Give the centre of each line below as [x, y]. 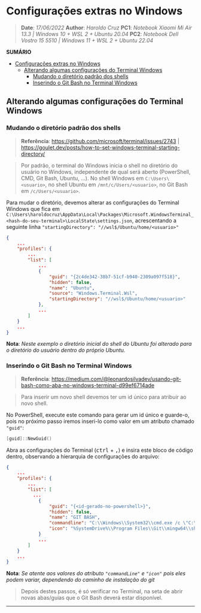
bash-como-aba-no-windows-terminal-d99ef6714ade [87, 385]
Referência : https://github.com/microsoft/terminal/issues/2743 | [100, 141]
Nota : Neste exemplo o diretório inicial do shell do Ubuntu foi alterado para [99, 344]
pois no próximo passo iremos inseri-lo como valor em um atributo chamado [100, 421]
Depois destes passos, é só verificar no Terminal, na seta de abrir [102, 591]
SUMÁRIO [19, 52]
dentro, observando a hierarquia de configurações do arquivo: [83, 456]
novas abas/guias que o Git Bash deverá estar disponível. [92, 598]
